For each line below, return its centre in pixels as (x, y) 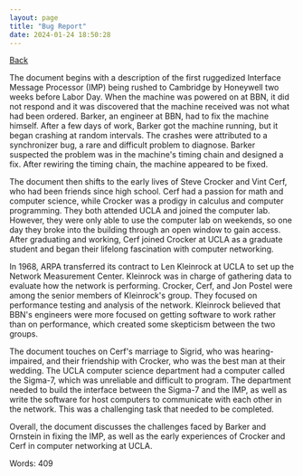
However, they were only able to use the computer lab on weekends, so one (151, 220)
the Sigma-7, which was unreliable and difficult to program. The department (150, 380)
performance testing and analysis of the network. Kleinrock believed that (145, 305)
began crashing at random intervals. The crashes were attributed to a (139, 136)
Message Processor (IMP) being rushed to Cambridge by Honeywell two (144, 88)
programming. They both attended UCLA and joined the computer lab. (140, 211)
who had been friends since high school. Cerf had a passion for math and (147, 192)
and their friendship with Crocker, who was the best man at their (166, 361)
